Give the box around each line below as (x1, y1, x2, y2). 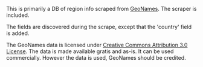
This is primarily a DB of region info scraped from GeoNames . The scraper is (6, 5, 197, 12)
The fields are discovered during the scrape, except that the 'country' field (6, 24, 192, 30)
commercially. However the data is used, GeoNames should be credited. (6, 54, 186, 61)
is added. (6, 30, 30, 37)
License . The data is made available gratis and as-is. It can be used (6, 48, 174, 55)
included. (6, 11, 30, 19)
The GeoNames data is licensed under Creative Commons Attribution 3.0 (6, 42, 188, 48)
